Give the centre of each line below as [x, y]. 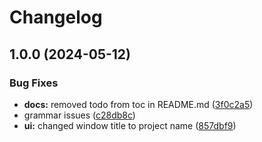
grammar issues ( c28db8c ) [79, 115]
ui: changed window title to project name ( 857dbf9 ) [130, 125]
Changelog [56, 17]
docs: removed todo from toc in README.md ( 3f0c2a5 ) [138, 104]
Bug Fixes [34, 83]
